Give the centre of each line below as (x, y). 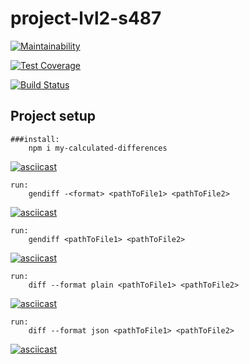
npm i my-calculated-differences (98, 148)
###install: (35, 139)
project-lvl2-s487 (86, 18)
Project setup (53, 116)
